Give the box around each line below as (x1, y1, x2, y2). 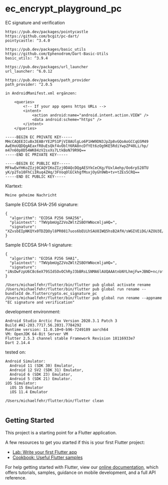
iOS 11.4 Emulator (9, 389, 48, 394)
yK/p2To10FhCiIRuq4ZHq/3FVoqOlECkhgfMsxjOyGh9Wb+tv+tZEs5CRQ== (5, 170, 140, 175)
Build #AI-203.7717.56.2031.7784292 (5, 322, 81, 328)
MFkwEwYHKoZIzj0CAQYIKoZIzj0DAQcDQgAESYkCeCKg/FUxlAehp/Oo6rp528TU (5, 165, 149, 171)
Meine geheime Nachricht (5, 193, 57, 198)
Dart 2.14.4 (5, 340, 30, 345)
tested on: (5, 349, 26, 355)
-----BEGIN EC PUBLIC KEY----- (5, 161, 70, 166)
